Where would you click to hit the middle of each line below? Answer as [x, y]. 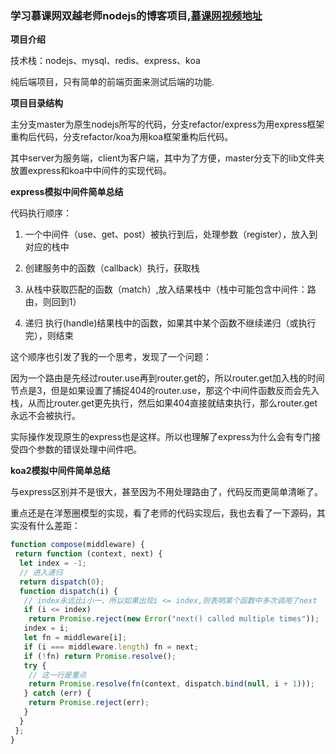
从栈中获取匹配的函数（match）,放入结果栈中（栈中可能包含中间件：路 [170, 289]
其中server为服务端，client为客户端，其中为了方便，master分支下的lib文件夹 [167, 158]
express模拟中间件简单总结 [67, 192]
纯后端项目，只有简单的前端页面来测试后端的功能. [112, 82]
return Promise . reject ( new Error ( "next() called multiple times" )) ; [174, 619]
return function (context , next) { [88, 554]
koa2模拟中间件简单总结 [60, 471]
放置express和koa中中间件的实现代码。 [91, 171]
